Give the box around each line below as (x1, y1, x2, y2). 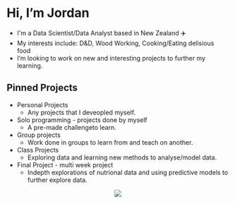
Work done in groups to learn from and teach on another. (27, 138, 193, 146)
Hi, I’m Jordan (6, 5, 90, 21)
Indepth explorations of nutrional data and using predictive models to (27, 168, 229, 176)
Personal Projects (16, 100, 68, 109)
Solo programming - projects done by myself (16, 115, 147, 124)
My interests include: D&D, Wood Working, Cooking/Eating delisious (16, 39, 215, 47)
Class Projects (16, 145, 59, 154)
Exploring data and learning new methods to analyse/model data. (27, 153, 217, 162)
